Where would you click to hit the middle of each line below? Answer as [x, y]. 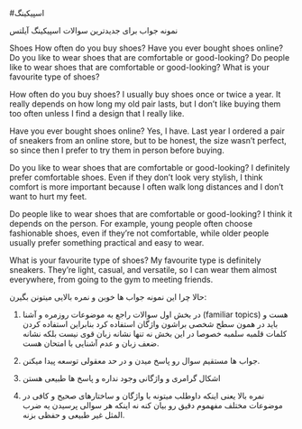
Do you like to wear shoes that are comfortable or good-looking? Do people [150, 57]
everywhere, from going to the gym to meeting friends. [111, 280]
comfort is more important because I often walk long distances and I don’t [146, 187]
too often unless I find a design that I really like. [97, 113]
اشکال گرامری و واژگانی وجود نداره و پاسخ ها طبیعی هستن [121, 378]
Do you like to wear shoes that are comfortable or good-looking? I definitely [150, 168]
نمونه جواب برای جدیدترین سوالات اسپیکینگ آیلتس [94, 30]
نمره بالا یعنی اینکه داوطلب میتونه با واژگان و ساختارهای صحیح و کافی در [143, 396]
